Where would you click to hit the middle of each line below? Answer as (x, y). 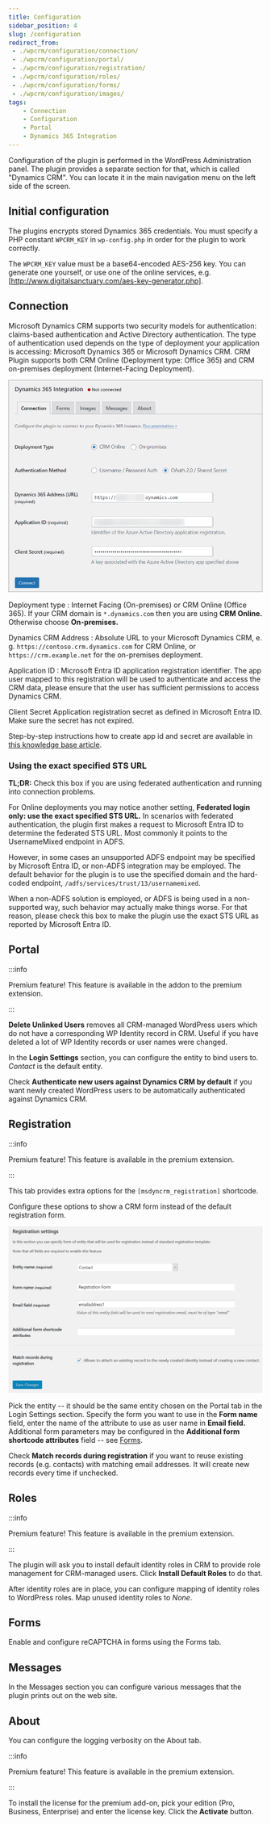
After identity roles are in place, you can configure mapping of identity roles (134, 1589)
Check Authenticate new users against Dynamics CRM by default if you (130, 1081)
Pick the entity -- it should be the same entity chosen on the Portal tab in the (135, 1406)
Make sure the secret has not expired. (71, 720)
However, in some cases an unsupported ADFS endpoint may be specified (132, 857)
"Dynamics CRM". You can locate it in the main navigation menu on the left (132, 177)
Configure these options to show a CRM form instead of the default (120, 1206)
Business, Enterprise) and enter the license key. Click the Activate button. (131, 1812)
